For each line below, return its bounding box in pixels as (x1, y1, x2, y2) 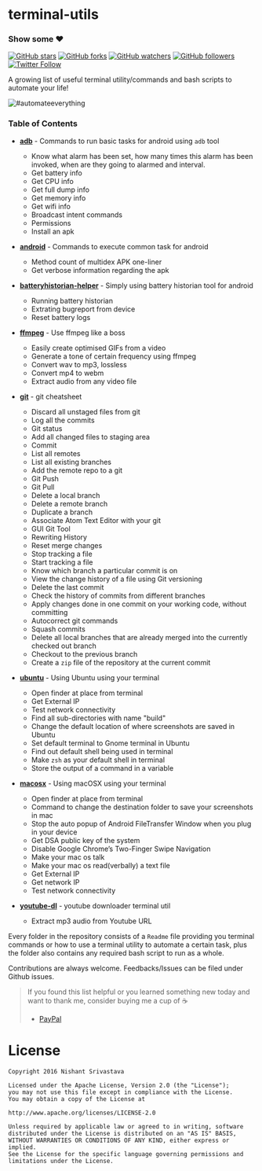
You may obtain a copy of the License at (8, 1095, 146, 1103)
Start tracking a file (31, 557, 93, 567)
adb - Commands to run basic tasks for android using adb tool (19, 136, 220, 145)
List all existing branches (31, 457, 112, 466)
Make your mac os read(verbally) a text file (31, 860, 170, 870)
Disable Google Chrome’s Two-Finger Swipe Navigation (31, 844, 211, 853)
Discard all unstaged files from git (31, 407, 141, 416)
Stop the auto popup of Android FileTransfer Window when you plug (31, 819, 252, 828)
